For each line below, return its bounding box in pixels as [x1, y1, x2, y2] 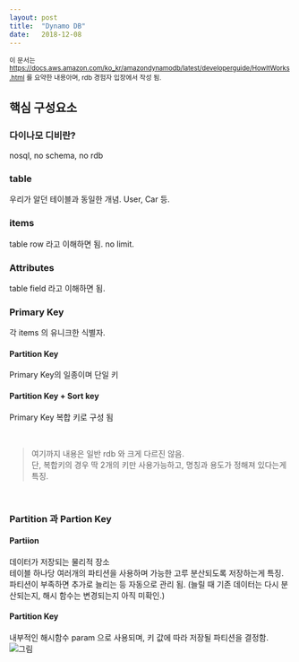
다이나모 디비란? [9, 129, 76, 142]
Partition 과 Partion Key [9, 512, 112, 525]
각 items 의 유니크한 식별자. [9, 327, 106, 338]
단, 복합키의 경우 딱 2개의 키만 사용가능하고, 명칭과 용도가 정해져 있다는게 [30, 459, 287, 470]
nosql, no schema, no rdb [9, 150, 104, 161]
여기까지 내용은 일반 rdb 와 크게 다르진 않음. [30, 448, 185, 458]
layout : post [9, 13, 58, 22]
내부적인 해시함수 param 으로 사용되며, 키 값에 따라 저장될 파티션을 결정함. [9, 632, 269, 642]
